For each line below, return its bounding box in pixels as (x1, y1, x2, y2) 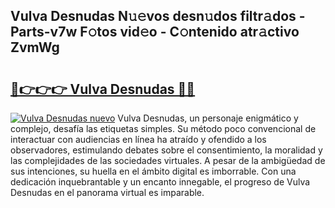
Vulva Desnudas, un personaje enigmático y (117, 112, 299, 124)
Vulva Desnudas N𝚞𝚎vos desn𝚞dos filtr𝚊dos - (10, 8, 306, 25)
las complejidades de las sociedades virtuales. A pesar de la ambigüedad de (10, 155, 326, 166)
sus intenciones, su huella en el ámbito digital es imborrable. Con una (10, 165, 297, 177)
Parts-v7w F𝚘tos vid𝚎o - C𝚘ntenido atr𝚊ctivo (10, 24, 300, 41)
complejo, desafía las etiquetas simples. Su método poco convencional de (10, 123, 317, 134)
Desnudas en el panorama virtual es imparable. (10, 187, 205, 198)
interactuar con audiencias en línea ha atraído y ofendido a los (10, 134, 267, 145)
